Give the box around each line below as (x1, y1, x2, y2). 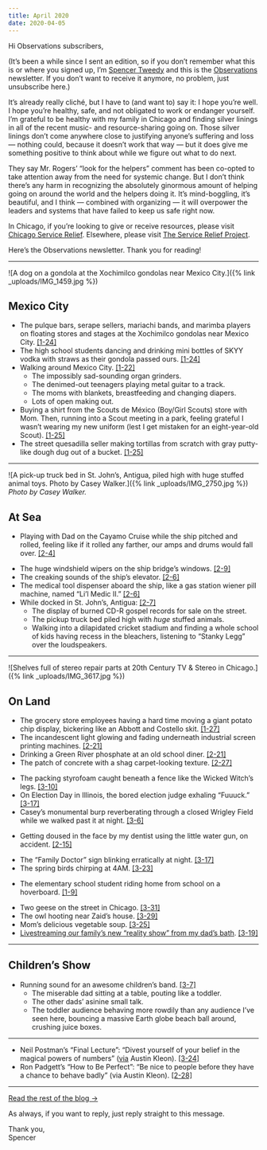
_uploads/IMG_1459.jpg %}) (8, 276, 99, 286)
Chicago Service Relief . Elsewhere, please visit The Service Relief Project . (8, 229, 250, 239)
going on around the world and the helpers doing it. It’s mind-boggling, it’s (8, 189, 250, 198)
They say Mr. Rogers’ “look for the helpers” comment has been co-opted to (8, 163, 255, 173)
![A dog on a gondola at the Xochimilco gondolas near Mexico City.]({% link (8, 268, 256, 277)
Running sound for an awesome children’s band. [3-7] (19, 980, 196, 989)
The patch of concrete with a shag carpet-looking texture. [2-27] (19, 757, 233, 767)
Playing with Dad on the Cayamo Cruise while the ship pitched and (19, 531, 238, 542)
